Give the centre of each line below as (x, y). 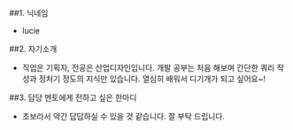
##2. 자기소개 (33, 49)
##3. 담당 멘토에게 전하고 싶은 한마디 (73, 97)
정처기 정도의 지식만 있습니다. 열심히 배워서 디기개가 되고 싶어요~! (152, 79)
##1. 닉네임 (29, 13)
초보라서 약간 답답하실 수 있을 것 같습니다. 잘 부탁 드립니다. (123, 116)
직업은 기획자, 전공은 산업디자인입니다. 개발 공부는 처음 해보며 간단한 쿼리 (148, 68)
